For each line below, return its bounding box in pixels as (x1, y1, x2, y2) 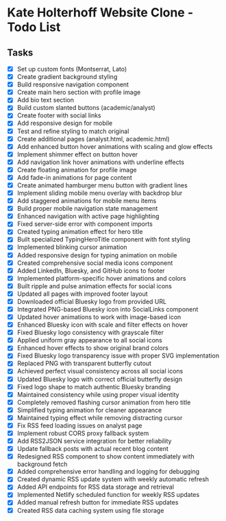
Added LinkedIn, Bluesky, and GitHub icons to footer (16, 266, 166, 275)
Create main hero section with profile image (16, 88, 141, 97)
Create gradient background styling (16, 73, 118, 81)
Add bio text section (16, 96, 74, 104)
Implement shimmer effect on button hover (16, 150, 138, 159)
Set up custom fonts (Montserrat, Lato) (16, 65, 127, 73)
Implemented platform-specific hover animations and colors (16, 274, 186, 282)
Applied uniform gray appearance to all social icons (16, 336, 162, 345)
